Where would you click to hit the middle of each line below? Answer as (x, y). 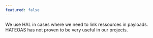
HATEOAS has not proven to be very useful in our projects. (67, 30)
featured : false (22, 10)
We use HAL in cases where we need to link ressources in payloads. (77, 24)
